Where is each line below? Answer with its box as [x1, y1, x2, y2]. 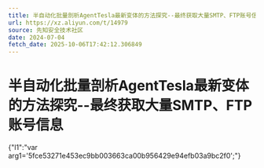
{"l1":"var [8, 143, 38, 152]
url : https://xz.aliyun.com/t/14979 [8, 19, 128, 27]
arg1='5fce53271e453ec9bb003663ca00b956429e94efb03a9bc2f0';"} [8, 151, 241, 161]
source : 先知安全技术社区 [8, 26, 84, 34]
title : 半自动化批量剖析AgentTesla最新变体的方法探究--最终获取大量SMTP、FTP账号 [8, 11, 252, 20]
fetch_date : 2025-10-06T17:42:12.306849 [8, 41, 143, 49]
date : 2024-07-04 [8, 33, 65, 42]
